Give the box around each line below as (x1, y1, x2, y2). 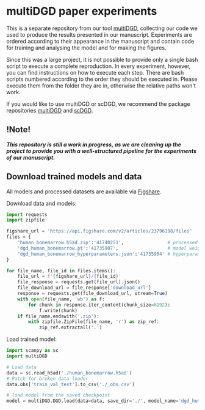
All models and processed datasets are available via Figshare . (6, 188, 162, 195)
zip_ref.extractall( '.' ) (38, 324, 103, 331)
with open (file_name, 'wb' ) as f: (17, 296, 105, 302)
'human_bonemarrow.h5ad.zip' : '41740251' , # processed (17, 240, 198, 246)
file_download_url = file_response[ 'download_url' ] (17, 285, 151, 291)
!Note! (6, 124, 31, 135)
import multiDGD (6, 353, 48, 359)
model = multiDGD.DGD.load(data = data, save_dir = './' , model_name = (6, 398, 179, 404)
